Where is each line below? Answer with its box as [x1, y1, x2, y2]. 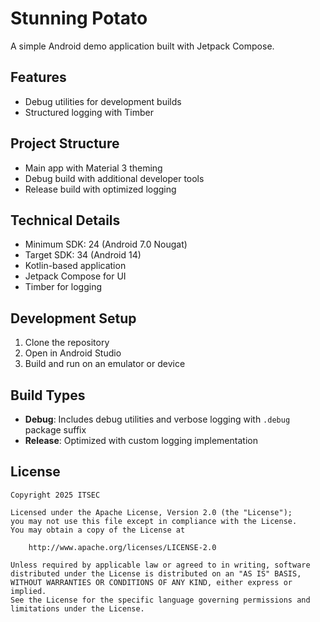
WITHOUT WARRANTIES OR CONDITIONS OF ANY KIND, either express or [10, 577, 293, 587]
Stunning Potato [10, 7, 148, 30]
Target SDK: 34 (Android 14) [24, 249, 142, 261]
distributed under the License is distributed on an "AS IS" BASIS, [10, 568, 302, 579]
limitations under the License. [10, 603, 145, 614]
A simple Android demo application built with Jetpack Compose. [10, 40, 275, 52]
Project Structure [10, 135, 120, 152]
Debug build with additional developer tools [24, 172, 205, 184]
